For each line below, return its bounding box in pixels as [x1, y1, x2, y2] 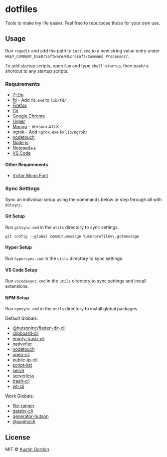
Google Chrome [12, 113, 45, 119]
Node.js [12, 140, 29, 146]
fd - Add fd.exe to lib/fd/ [12, 97, 66, 103]
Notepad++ [12, 145, 36, 151]
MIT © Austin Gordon [5, 447, 49, 453]
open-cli [12, 352, 30, 358]
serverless [12, 373, 34, 379]
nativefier [12, 341, 32, 347]
